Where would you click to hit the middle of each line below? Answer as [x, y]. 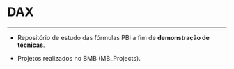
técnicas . [31, 45]
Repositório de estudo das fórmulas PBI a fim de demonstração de [114, 37]
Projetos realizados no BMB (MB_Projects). [79, 58]
